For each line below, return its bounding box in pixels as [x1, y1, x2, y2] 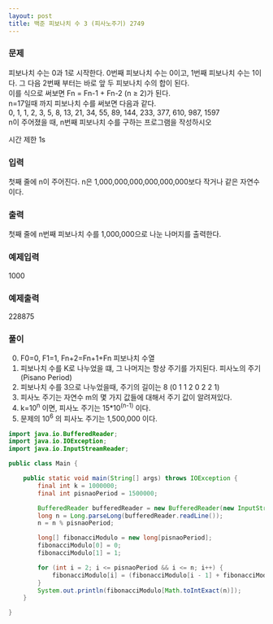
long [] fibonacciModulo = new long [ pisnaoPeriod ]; [37, 534, 213, 542]
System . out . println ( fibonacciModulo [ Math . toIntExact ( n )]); [37, 587, 242, 595]
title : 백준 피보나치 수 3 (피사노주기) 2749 [8, 20, 145, 28]
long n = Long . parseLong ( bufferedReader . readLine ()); [37, 512, 223, 520]
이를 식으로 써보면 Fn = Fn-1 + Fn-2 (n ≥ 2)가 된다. [8, 88, 171, 98]
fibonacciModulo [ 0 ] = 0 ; [37, 542, 122, 550]
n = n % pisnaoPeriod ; [37, 519, 115, 527]
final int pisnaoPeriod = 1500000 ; [37, 489, 158, 497]
